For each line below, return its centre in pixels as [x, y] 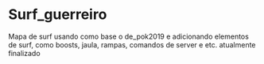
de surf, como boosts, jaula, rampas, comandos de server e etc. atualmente [132, 44]
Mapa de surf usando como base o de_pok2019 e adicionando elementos [128, 36]
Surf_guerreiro [58, 15]
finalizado [25, 53]
